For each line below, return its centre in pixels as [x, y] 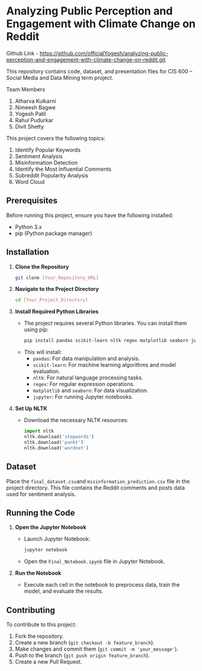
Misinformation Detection [46, 162]
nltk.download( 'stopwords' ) [59, 437]
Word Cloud [30, 182]
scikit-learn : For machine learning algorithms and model [104, 365]
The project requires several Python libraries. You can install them [106, 323]
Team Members [26, 89]
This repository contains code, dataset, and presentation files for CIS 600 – [99, 71]
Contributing [31, 610]
